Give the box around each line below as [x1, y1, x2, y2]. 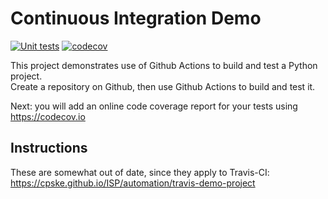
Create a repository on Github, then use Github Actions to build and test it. [10, 80, 316, 92]
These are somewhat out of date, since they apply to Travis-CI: [10, 166, 270, 178]
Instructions [10, 140, 88, 157]
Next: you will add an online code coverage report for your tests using [10, 100, 298, 112]
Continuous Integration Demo [10, 7, 262, 30]
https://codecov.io [10, 110, 86, 122]
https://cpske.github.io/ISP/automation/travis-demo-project [10, 177, 256, 189]
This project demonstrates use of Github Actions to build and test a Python [10, 59, 318, 71]
